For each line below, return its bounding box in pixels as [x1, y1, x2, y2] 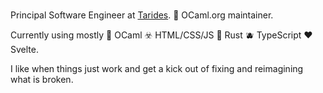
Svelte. [10, 43, 39, 55]
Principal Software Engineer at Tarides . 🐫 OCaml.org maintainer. [10, 9, 274, 21]
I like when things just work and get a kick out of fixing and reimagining [10, 62, 304, 74]
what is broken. [10, 73, 74, 85]
